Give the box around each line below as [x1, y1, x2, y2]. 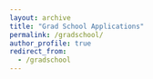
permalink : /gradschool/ [9, 30, 104, 39]
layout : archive [9, 13, 71, 23]
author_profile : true [9, 38, 92, 48]
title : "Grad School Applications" [9, 22, 145, 31]
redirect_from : [9, 47, 67, 56]
